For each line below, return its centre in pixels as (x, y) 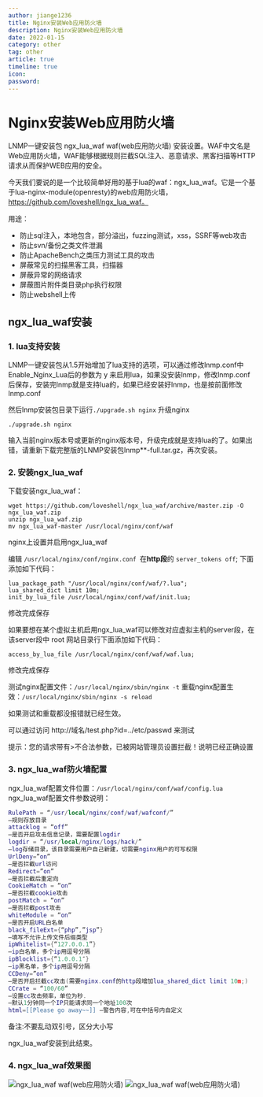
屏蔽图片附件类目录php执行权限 (71, 285)
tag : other (26, 52)
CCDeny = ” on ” (27, 973)
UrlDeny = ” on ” (29, 856)
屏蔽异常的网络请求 (51, 275)
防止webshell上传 (48, 295)
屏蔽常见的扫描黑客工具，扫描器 (71, 265)
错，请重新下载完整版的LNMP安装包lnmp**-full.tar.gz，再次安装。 (115, 450)
